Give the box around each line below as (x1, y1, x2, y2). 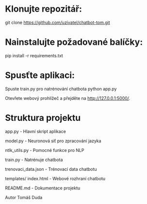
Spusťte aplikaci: (5, 70, 75, 81)
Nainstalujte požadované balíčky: (5, 37, 143, 48)
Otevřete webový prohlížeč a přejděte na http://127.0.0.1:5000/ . (5, 95, 131, 101)
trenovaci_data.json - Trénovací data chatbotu (5, 166, 97, 172)
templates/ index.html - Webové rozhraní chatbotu (5, 175, 106, 181)
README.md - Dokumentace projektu (5, 185, 81, 191)
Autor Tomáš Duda (5, 194, 43, 200)
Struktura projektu (5, 112, 81, 123)
